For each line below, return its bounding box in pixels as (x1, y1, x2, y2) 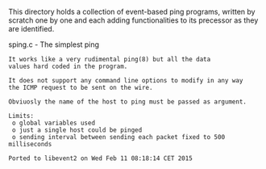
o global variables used (11, 119, 95, 127)
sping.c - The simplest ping (8, 40, 99, 49)
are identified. (8, 24, 55, 33)
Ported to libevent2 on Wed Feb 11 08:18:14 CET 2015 (8, 154, 193, 163)
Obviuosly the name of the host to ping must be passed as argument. (8, 98, 247, 106)
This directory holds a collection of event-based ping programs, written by (8, 7, 256, 16)
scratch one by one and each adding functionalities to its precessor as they (8, 15, 259, 25)
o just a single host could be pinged (11, 126, 143, 134)
